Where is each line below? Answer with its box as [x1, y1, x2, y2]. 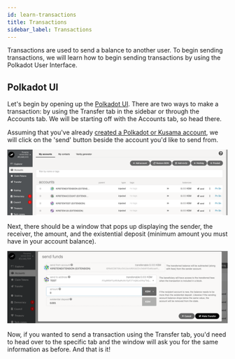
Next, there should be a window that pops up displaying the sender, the [7, 222, 213, 230]
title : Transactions [7, 18, 68, 26]
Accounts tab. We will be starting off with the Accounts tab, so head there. [7, 115, 222, 123]
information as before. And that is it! [7, 345, 111, 353]
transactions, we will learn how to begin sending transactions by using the [7, 53, 221, 62]
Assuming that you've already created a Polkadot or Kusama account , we [7, 128, 219, 136]
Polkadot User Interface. [7, 61, 78, 69]
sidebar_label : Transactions [7, 26, 92, 33]
